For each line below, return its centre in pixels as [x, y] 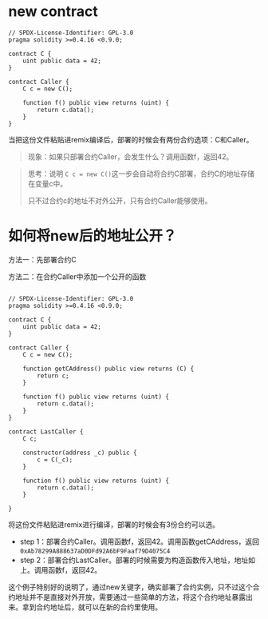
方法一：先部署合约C [43, 259]
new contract [53, 12]
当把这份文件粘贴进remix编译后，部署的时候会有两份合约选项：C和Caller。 [131, 139]
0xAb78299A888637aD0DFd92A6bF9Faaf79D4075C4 [95, 551]
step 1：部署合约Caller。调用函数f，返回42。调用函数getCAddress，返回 [140, 541]
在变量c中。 [47, 183]
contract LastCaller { [46, 431]
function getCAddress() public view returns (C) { [108, 369]
